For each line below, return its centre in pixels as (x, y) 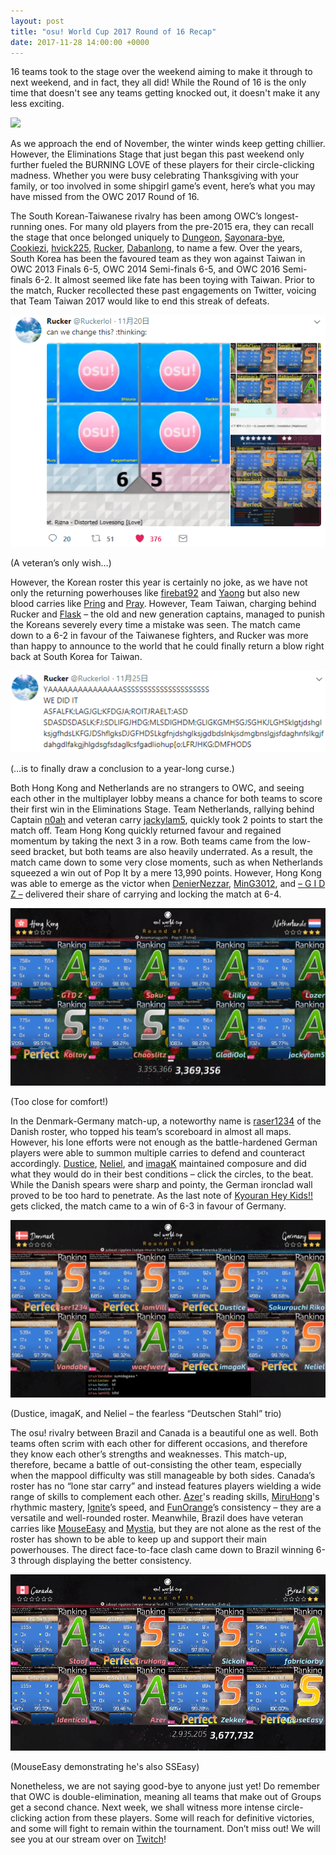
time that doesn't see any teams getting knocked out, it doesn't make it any (165, 93)
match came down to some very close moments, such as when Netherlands (166, 862)
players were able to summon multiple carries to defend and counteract (158, 1152)
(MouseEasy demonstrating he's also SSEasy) (105, 1767)
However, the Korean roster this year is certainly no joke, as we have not (159, 582)
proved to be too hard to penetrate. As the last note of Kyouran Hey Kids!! (161, 1195)
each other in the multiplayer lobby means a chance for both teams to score (166, 799)
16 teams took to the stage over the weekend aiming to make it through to (161, 72)
